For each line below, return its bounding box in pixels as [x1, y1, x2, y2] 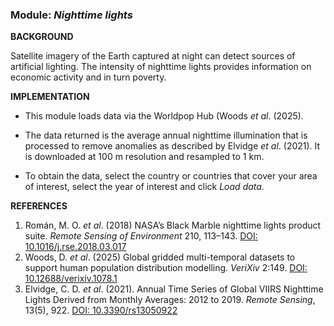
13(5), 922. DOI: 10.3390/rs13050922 [24, 304, 178, 317]
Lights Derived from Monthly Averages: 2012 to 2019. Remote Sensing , [24, 294, 316, 306]
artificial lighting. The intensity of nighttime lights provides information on [10, 61, 312, 73]
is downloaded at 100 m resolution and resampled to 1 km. [24, 151, 265, 163]
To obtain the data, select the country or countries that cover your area [24, 170, 318, 182]
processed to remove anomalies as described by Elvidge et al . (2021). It [24, 140, 321, 152]
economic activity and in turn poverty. [10, 71, 167, 83]
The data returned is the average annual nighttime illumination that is [24, 129, 308, 142]
